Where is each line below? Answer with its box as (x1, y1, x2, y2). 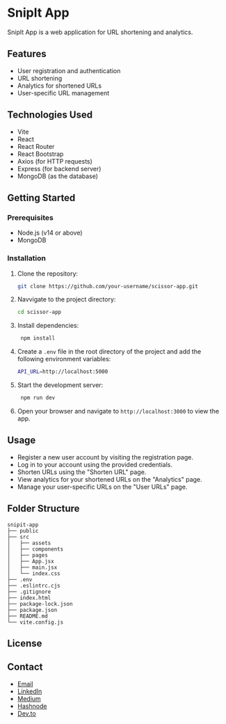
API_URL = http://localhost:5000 (17, 368, 108, 375)
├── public (7, 527, 39, 534)
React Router (17, 142, 55, 150)
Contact (7, 661, 43, 673)
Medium (17, 694, 42, 702)
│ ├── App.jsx (7, 558, 54, 565)
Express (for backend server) (17, 164, 102, 173)
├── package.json (7, 606, 58, 613)
